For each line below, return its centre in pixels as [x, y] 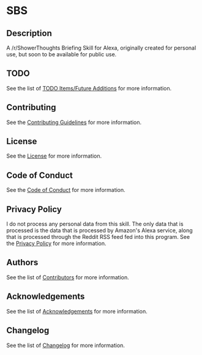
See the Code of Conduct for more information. [66, 190]
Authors [22, 262]
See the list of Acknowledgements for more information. [77, 311]
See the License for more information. [54, 156]
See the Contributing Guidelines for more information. [74, 122]
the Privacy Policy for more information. [56, 243]
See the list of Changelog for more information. [66, 345]
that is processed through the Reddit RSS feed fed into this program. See [98, 237]
